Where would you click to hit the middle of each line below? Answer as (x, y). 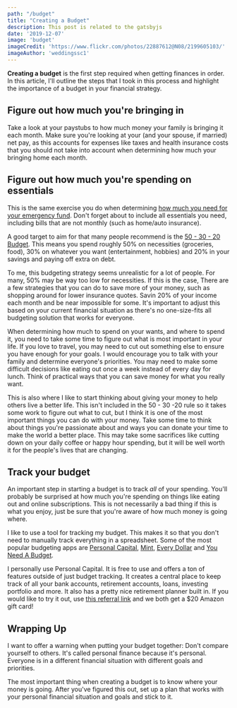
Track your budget (49, 472)
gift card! (20, 606)
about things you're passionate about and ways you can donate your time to (118, 427)
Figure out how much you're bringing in (96, 110)
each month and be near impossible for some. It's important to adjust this (114, 302)
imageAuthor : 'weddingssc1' (49, 54)
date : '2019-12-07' (36, 34)
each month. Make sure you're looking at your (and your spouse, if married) (117, 135)
